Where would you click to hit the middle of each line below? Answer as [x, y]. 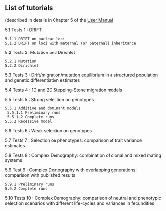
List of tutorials [29, 8]
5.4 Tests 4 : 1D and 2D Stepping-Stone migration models [64, 90]
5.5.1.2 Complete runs [31, 117]
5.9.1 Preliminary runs [30, 184]
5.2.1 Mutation [21, 61]
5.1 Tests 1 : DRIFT [24, 30]
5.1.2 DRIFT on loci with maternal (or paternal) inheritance [71, 43]
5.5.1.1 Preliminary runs [34, 113]
